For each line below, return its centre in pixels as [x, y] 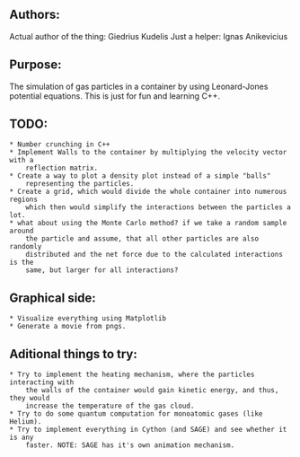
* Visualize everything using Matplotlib [88, 319]
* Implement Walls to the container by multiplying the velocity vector [148, 153]
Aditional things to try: [73, 354]
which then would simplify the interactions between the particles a [159, 207]
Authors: [35, 15]
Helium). [26, 422]
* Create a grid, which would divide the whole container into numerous [148, 192]
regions [24, 200]
